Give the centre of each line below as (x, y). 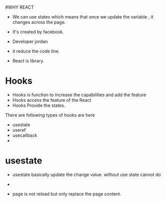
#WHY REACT (20, 7)
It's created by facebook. (38, 32)
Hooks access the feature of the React (52, 100)
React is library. (28, 61)
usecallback (25, 135)
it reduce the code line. (36, 51)
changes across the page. (39, 22)
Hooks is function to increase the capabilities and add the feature (79, 95)
